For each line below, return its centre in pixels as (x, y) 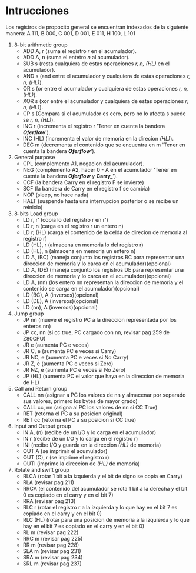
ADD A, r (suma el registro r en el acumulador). (79, 51)
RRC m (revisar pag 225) (53, 538)
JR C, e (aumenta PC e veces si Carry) (69, 351)
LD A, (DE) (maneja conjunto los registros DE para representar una (103, 269)
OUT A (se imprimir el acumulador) (65, 451)
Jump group (29, 314)
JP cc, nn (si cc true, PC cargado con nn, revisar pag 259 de (96, 332)
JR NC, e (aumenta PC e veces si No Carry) (76, 357)
